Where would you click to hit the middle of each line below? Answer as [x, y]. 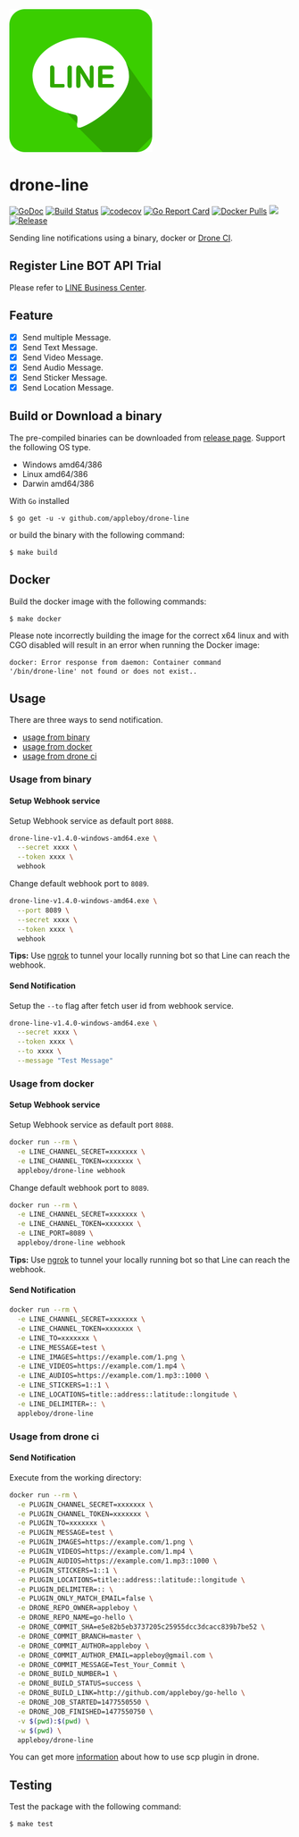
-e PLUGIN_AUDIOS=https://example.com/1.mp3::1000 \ [117, 1561]
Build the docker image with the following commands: [108, 601]
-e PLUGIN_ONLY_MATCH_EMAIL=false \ [85, 1598]
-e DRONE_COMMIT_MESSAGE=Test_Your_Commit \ [101, 1665]
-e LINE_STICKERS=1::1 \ [63, 1385]
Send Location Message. [68, 387]
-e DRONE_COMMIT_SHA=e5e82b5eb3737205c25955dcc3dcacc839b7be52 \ [141, 1627]
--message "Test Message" [66, 1061]
